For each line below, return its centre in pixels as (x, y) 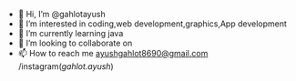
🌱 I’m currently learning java (71, 33)
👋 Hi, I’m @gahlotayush (62, 14)
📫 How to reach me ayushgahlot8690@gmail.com (113, 53)
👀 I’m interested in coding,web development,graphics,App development (152, 24)
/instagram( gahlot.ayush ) (66, 66)
